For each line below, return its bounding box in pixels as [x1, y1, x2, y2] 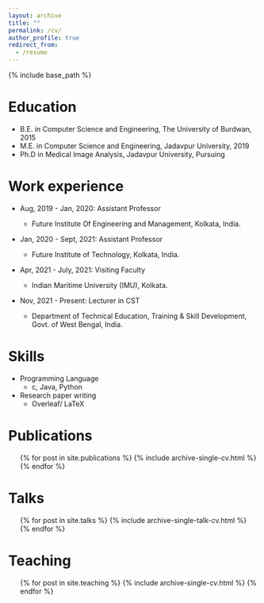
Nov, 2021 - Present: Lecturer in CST [19, 295, 140, 305]
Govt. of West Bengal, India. [31, 319, 123, 329]
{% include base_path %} [8, 71, 92, 79]
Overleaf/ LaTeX [31, 398, 85, 409]
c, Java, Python [31, 382, 83, 391]
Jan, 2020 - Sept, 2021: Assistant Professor [19, 234, 163, 244]
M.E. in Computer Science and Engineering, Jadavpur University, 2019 [19, 140, 250, 151]
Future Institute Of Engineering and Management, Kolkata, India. [31, 219, 241, 229]
